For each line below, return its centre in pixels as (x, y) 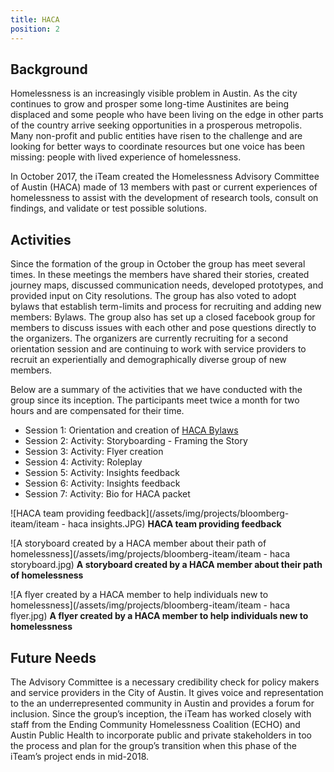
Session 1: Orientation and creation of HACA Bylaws (131, 430)
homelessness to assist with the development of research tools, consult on (164, 198)
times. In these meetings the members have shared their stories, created (160, 275)
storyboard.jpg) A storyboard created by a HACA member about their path (166, 565)
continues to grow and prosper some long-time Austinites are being (150, 104)
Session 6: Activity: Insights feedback (102, 483)
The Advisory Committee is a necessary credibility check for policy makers (165, 682)
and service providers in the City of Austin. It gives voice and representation (167, 692)
